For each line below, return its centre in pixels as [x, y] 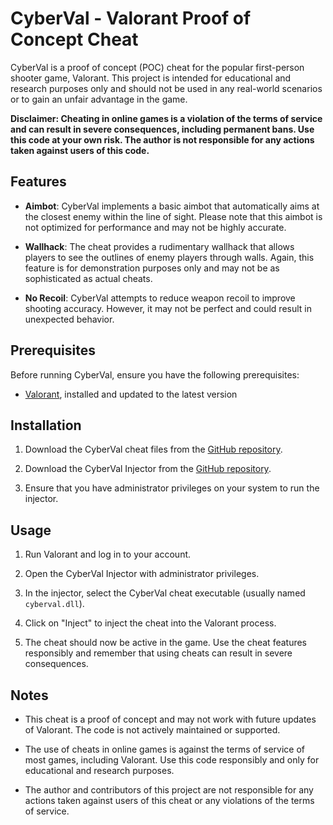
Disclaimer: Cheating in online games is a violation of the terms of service [166, 118]
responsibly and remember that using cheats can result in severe [158, 653]
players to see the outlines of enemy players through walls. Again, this [169, 257]
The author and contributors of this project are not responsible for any [169, 790]
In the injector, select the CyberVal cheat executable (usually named [165, 593]
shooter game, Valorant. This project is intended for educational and [151, 78]
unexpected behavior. [69, 319]
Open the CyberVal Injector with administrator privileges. [142, 574]
